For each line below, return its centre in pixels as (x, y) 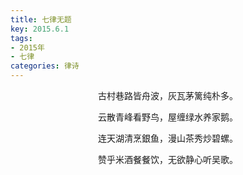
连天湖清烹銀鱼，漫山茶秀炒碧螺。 (168, 138)
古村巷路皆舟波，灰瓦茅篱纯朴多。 (168, 95)
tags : (21, 38)
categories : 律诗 (45, 66)
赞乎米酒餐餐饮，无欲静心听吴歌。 (168, 159)
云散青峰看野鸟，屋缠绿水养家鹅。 (168, 117)
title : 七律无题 (41, 19)
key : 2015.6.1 (40, 29)
